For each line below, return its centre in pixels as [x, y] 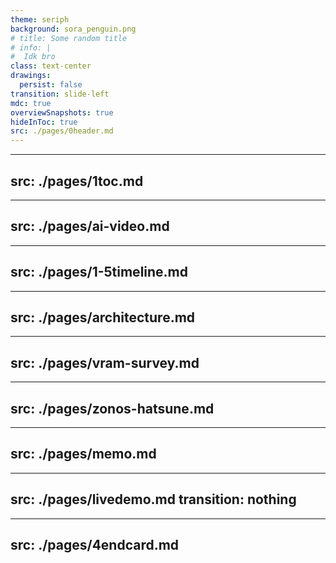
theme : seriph [40, 19]
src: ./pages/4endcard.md [95, 545]
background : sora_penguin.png [73, 29]
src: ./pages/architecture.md [103, 317]
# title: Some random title [69, 38]
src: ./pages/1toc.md [77, 181]
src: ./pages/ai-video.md [90, 226]
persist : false [51, 85]
